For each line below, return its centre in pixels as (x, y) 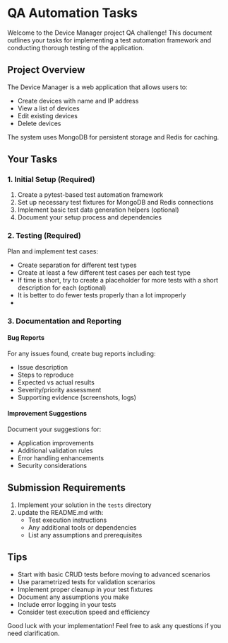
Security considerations (52, 466)
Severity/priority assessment (59, 389)
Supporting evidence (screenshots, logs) (77, 397)
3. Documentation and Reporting (65, 321)
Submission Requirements (66, 488)
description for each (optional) (62, 288)
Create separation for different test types (77, 265)
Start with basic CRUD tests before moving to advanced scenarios (114, 574)
